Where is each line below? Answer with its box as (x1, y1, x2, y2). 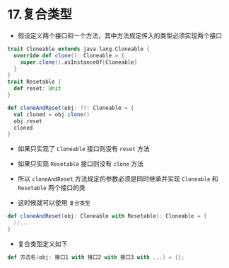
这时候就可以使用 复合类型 (17, 199, 90, 207)
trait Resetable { (7, 79, 61, 86)
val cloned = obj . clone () (13, 111, 90, 118)
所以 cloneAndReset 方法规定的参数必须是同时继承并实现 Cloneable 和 (17, 174, 219, 183)
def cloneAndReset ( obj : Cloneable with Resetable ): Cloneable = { (7, 213, 207, 220)
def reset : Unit (13, 85, 61, 92)
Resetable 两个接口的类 (17, 184, 86, 192)
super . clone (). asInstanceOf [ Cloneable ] (20, 58, 138, 66)
